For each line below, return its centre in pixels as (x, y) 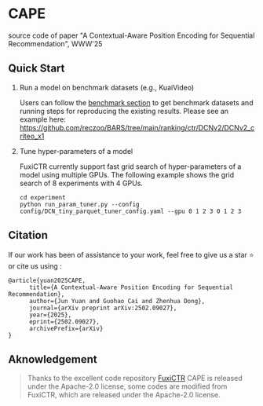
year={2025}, (50, 315)
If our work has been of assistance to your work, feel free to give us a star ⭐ (131, 254)
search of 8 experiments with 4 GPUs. (81, 183)
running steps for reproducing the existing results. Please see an (124, 111)
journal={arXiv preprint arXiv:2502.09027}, (103, 308)
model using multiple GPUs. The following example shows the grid (127, 174)
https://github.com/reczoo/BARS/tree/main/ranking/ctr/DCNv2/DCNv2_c (137, 127)
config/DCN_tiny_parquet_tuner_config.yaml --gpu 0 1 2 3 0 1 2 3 (130, 211)
